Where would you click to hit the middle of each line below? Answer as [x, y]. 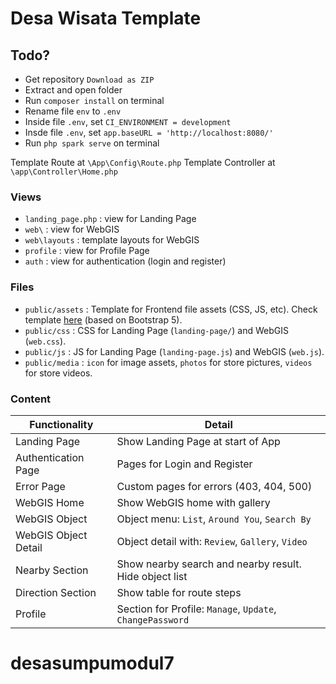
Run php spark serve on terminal [92, 143]
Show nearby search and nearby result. [209, 564]
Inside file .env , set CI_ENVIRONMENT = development [128, 121]
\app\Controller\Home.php [64, 172]
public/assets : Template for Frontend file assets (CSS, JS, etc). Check [171, 309]
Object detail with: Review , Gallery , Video [212, 541]
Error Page [40, 486]
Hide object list [152, 576]
